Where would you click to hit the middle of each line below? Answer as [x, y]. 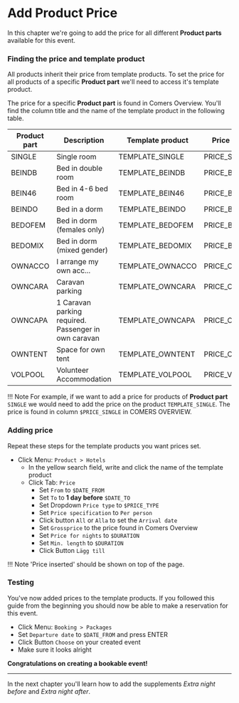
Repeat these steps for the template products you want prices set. [104, 445]
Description [84, 140]
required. [71, 320]
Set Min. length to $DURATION [81, 543]
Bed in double [80, 169]
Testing [21, 583]
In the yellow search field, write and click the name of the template [126, 467]
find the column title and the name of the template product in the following [116, 111]
